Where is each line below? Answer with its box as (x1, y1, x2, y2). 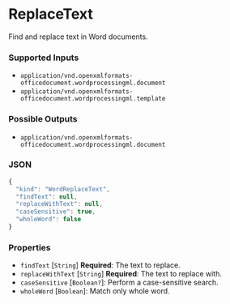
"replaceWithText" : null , (15, 200, 104, 208)
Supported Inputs (8, 52, 79, 63)
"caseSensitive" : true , (15, 208, 96, 216)
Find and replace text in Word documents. (8, 32, 148, 41)
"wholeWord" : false (15, 216, 82, 224)
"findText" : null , (15, 192, 79, 201)
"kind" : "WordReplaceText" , (15, 185, 111, 193)
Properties (8, 242, 51, 253)
